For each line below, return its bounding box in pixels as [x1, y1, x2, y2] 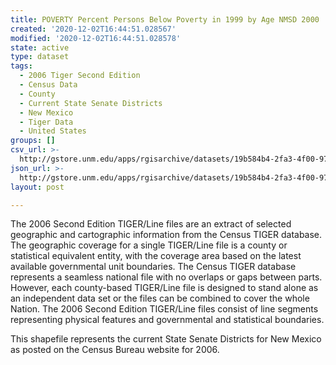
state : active [10, 42, 70, 53]
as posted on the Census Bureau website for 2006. [10, 344, 220, 356]
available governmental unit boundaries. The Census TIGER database [10, 261, 297, 273]
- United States [19, 126, 87, 136]
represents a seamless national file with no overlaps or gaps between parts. [10, 271, 323, 283]
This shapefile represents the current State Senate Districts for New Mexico [10, 333, 322, 345]
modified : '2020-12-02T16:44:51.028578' [10, 33, 182, 43]
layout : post [10, 182, 65, 192]
